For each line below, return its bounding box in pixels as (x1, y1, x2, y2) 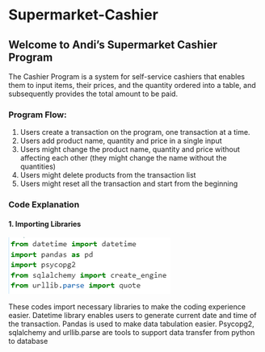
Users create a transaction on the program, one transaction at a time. (19, 128, 250, 137)
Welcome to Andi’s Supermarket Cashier (8, 38, 218, 52)
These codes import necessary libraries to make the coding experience (8, 302, 246, 312)
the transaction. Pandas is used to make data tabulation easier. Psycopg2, (8, 319, 254, 329)
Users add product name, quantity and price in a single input (19, 136, 222, 146)
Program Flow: (8, 109, 67, 120)
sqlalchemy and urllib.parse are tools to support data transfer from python (8, 328, 255, 337)
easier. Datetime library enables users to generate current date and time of (8, 311, 257, 321)
